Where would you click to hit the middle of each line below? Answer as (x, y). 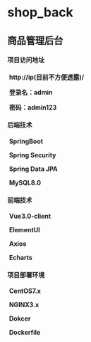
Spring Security (32, 155)
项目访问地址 (26, 60)
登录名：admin (31, 92)
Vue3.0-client (30, 216)
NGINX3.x (24, 305)
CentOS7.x (25, 291)
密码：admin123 (33, 107)
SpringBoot (26, 141)
